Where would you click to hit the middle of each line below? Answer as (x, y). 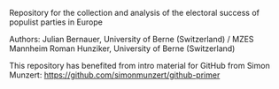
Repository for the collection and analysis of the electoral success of (134, 13)
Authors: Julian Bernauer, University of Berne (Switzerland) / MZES (132, 39)
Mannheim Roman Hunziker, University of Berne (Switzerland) (122, 48)
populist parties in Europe (56, 22)
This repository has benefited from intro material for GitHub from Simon (139, 66)
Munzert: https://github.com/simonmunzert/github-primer (115, 75)
